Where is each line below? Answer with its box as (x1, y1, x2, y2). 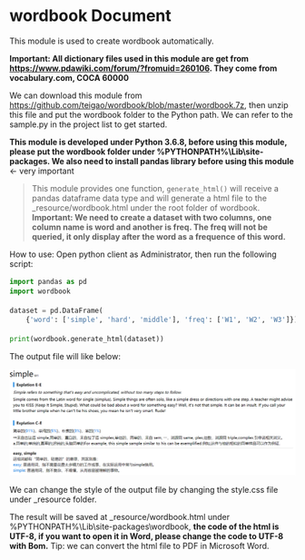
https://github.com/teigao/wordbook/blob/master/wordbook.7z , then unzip (9, 99, 289, 110)
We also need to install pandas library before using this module (51, 155, 295, 166)
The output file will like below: (9, 351, 121, 362)
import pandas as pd (9, 277, 88, 286)
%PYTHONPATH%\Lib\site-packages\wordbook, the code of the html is (9, 521, 280, 532)
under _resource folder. (9, 494, 97, 505)
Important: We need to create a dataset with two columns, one (31, 211, 272, 222)
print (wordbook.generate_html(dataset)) (9, 335, 165, 344)
